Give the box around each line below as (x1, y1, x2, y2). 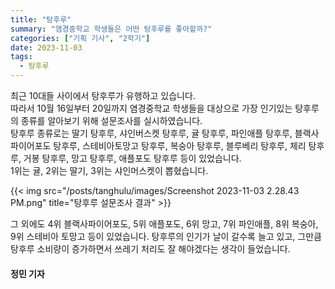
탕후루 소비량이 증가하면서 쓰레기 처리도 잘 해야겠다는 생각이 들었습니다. (10, 243, 291, 255)
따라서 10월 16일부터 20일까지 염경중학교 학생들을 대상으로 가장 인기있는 (10, 102, 293, 114)
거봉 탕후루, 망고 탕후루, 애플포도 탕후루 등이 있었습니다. (23, 152, 242, 164)
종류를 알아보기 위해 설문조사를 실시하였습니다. (20, 115, 203, 126)
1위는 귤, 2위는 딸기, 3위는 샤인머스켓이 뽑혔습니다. (10, 165, 209, 176)
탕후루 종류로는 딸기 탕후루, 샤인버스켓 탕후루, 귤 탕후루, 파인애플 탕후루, (10, 127, 293, 139)
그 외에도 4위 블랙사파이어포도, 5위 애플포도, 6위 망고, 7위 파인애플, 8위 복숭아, (10, 218, 319, 230)
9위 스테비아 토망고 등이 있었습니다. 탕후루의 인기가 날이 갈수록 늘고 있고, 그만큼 (10, 231, 322, 242)
